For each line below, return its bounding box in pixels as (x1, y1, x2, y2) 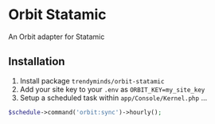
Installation (8, 55, 65, 68)
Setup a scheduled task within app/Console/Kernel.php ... (19, 93, 208, 103)
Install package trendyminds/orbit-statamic (19, 76, 165, 85)
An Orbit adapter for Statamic (8, 32, 105, 41)
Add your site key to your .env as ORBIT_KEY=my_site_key (19, 84, 205, 94)
